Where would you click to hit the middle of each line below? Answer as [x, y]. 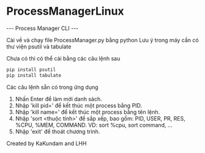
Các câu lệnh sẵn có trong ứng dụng [53, 87]
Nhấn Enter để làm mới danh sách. [58, 99]
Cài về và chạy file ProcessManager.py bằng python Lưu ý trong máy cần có [102, 40]
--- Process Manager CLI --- [43, 28]
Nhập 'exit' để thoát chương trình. [58, 131]
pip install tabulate [34, 75]
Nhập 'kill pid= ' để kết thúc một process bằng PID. [79, 105]
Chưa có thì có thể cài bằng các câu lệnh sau [63, 58]
